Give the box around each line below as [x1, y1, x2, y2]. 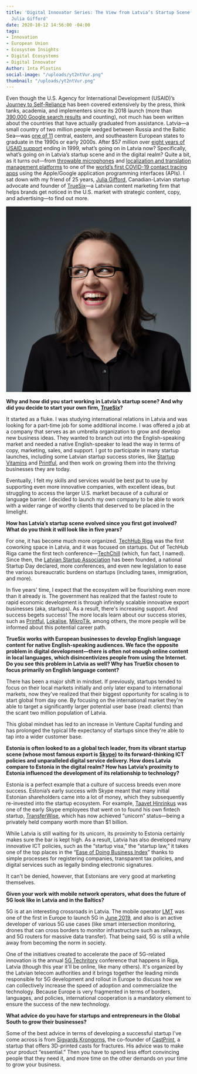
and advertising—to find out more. [6, 195, 89, 202]
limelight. [6, 508, 28, 515]
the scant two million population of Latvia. [6, 710, 107, 717]
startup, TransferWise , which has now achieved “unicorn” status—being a [6, 813, 185, 820]
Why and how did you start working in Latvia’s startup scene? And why [6, 398, 183, 405]
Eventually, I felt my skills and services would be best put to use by [6, 477, 168, 484]
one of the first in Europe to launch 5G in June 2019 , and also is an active [6, 914, 183, 921]
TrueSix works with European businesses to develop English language [6, 635, 181, 642]
